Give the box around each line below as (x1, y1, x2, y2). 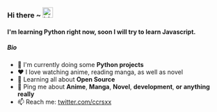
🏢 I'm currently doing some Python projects (17, 61, 144, 69)
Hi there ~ (7, 10, 42, 20)
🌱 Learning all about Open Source (17, 75, 115, 84)
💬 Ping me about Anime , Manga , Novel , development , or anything (17, 83, 210, 91)
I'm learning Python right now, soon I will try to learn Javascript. (7, 28, 196, 36)
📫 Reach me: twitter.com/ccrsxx (17, 97, 112, 106)
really (17, 90, 35, 98)
